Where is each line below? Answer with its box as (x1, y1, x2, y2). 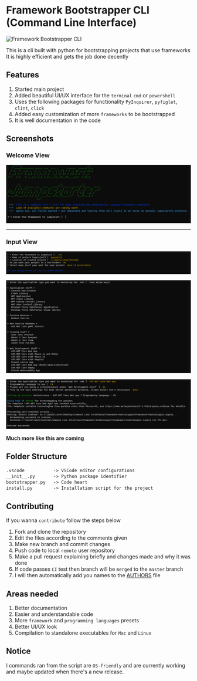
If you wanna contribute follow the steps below (6, 517, 121, 524)
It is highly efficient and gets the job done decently (6, 53, 129, 60)
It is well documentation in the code (14, 117, 101, 124)
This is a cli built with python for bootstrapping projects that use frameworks (6, 46, 191, 53)
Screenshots (6, 134, 54, 144)
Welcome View (6, 151, 50, 160)
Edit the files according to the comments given (14, 534, 128, 541)
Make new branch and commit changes (14, 541, 110, 548)
